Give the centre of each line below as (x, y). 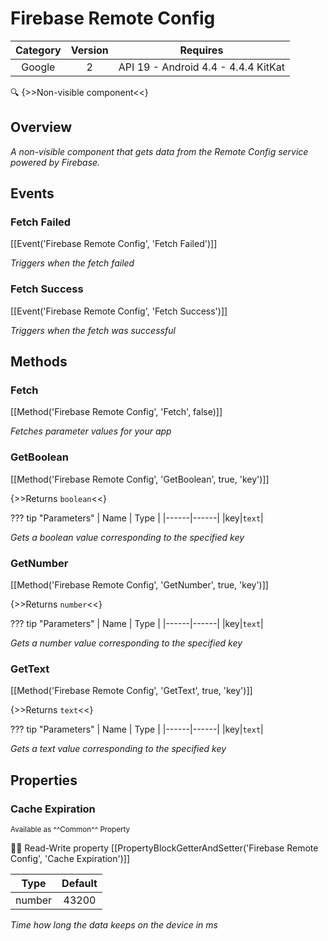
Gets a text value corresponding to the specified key (118, 749)
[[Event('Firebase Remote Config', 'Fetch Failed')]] (114, 244)
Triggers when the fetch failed (72, 263)
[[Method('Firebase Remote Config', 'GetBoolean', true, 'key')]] (140, 479)
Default (79, 883)
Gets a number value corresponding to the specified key (126, 643)
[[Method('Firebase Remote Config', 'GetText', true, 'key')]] (131, 691)
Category (38, 50)
